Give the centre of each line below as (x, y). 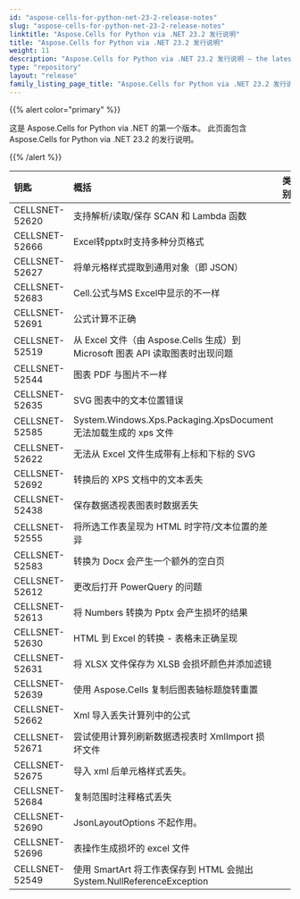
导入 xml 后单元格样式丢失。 (132, 771)
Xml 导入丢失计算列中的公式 (131, 715)
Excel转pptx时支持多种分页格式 (138, 241)
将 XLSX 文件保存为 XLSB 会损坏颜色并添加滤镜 (172, 664)
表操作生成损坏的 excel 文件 (131, 848)
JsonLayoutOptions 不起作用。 (137, 822)
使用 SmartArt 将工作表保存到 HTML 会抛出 (163, 870)
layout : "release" (43, 76)
